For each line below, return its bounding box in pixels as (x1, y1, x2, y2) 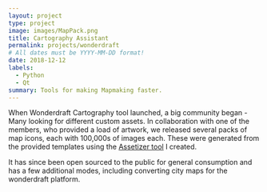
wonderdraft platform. (8, 174, 81, 184)
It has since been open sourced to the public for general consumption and (8, 158, 253, 167)
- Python (15, 71, 45, 79)
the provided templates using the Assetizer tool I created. (8, 142, 197, 152)
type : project (8, 19, 56, 27)
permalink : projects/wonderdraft (8, 42, 120, 50)
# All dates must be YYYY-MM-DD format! (8, 49, 145, 57)
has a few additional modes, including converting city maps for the (8, 166, 228, 176)
